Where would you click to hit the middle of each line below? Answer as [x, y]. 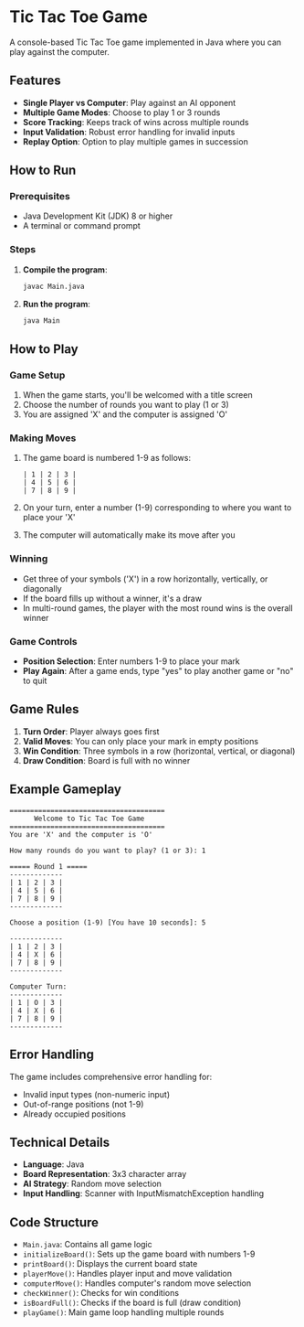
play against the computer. [59, 51]
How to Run [43, 171]
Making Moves [43, 438]
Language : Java [53, 1164]
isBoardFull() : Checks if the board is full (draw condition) [132, 1303]
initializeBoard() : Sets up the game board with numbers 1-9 [139, 1254]
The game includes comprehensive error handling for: [111, 1076]
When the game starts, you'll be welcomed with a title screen [137, 395]
